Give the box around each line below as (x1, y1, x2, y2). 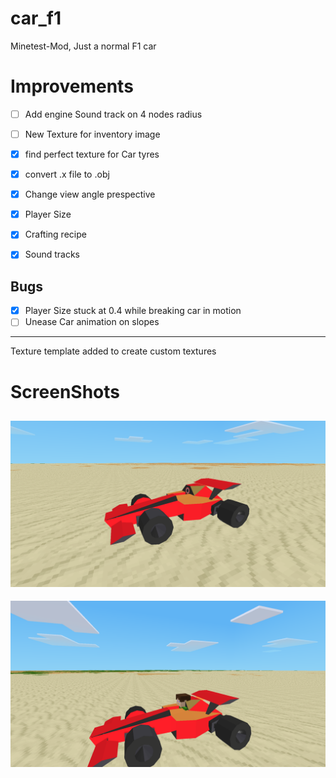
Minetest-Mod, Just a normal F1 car (10, 40, 157, 52)
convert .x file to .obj (24, 168, 110, 181)
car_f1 (10, 7, 62, 30)
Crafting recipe (24, 228, 87, 241)
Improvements (10, 75, 134, 98)
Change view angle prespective (24, 188, 156, 201)
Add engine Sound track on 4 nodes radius (24, 108, 203, 120)
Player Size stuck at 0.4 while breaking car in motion (24, 305, 242, 317)
